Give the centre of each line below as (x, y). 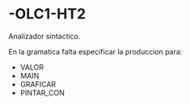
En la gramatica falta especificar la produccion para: (95, 51)
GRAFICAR (38, 84)
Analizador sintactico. (44, 36)
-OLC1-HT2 (47, 14)
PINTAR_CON (42, 92)
